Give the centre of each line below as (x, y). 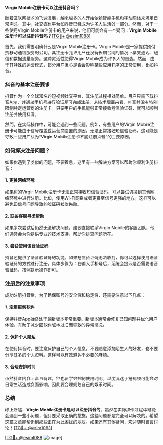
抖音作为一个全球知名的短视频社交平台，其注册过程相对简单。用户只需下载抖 (81, 96)
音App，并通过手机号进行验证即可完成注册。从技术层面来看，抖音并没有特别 (81, 102)
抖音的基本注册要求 (27, 85)
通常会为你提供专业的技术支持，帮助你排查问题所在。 (62, 234)
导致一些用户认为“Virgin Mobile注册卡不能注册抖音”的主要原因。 (69, 137)
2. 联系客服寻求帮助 (25, 216)
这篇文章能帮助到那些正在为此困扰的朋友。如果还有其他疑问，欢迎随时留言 (79, 422)
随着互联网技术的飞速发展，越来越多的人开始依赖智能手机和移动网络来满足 (79, 18)
